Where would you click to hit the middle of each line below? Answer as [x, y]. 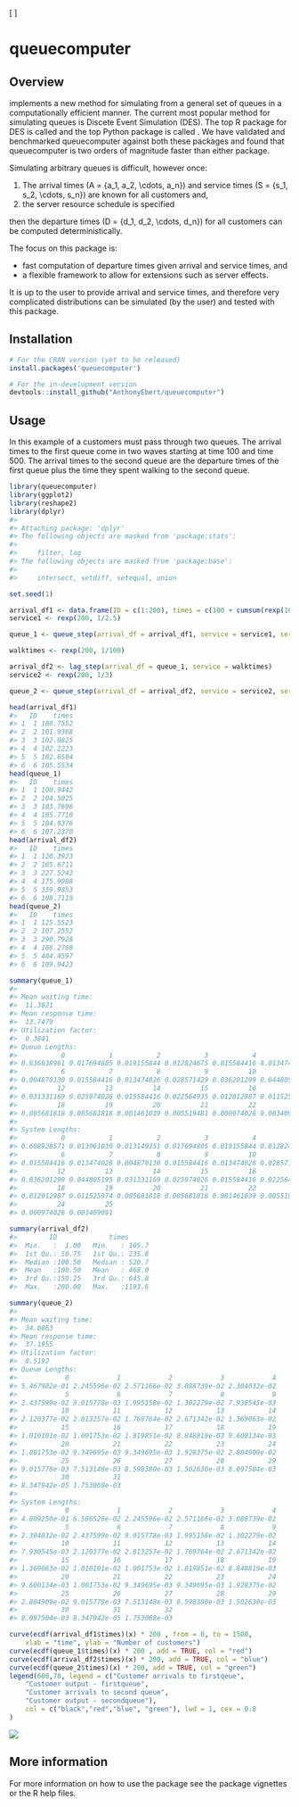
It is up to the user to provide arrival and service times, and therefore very [145, 292]
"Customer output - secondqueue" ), [91, 1701]
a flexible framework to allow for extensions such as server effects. [145, 275]
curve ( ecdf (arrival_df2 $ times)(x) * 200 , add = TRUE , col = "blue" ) [139, 1659]
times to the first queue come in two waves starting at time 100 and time [141, 452]
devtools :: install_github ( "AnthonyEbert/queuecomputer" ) [117, 393]
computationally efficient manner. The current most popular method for [140, 112]
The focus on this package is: [63, 248]
